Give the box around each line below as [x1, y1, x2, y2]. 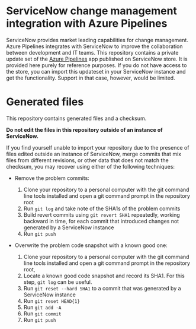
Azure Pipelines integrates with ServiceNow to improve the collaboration [6, 43, 183, 50]
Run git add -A [23, 303, 62, 311]
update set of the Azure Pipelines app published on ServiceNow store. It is [6, 55, 188, 62]
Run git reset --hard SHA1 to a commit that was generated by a [23, 284, 182, 292]
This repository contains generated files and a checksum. [6, 115, 147, 122]
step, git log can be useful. [23, 278, 92, 286]
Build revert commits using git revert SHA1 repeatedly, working [23, 211, 181, 218]
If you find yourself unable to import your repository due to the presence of [6, 144, 189, 151]
